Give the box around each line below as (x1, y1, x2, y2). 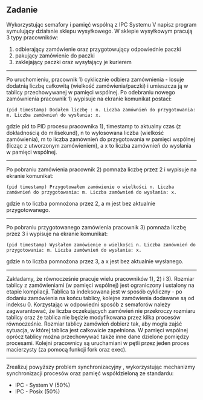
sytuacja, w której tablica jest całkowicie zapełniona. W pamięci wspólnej (6, 326, 188, 333)
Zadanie (6, 5, 38, 15)
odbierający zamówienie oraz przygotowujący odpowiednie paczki (14, 45, 181, 53)
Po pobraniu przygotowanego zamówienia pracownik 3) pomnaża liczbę (6, 223, 186, 231)
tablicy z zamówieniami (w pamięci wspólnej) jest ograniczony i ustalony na (6, 281, 195, 289)
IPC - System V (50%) (14, 381, 71, 389)
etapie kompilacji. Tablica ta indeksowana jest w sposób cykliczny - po (6, 287, 182, 295)
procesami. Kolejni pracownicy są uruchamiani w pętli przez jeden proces (6, 339, 190, 347)
